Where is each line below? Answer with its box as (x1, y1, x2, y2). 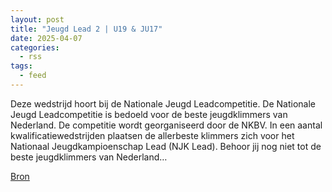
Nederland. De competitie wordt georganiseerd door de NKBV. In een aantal (10, 119, 323, 131)
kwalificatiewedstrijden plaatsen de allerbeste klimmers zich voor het (10, 129, 295, 141)
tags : (10, 61, 33, 71)
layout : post (10, 14, 65, 25)
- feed (19, 71, 47, 81)
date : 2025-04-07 (10, 33, 83, 43)
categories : (10, 42, 60, 53)
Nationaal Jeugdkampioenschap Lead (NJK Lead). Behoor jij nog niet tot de (10, 140, 322, 152)
